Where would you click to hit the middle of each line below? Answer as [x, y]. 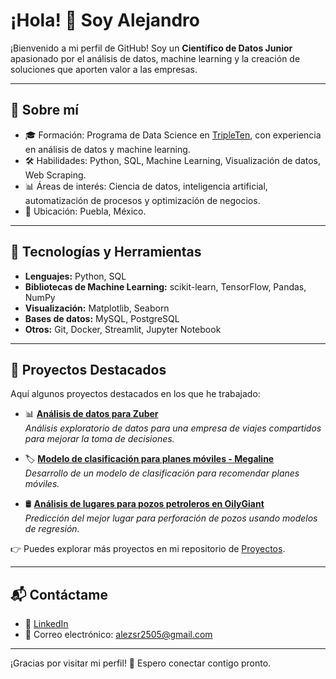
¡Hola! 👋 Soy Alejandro [105, 20]
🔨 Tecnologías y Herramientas [106, 252]
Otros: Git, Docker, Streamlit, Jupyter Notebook [123, 329]
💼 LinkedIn [46, 624]
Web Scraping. [55, 175]
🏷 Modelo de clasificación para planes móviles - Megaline [149, 459]
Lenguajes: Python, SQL [75, 276]
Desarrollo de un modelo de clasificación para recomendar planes [162, 473]
